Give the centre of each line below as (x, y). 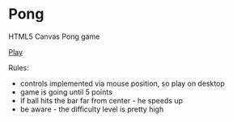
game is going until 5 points (66, 92)
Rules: (19, 67)
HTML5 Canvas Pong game (54, 36)
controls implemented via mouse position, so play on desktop (122, 83)
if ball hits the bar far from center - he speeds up (102, 100)
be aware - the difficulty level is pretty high (92, 109)
